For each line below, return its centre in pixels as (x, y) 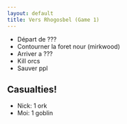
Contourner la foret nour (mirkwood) (68, 46)
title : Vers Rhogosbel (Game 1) (53, 20)
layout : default (30, 13)
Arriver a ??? (35, 53)
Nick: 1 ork (32, 106)
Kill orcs (28, 61)
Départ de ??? (37, 39)
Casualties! (32, 89)
